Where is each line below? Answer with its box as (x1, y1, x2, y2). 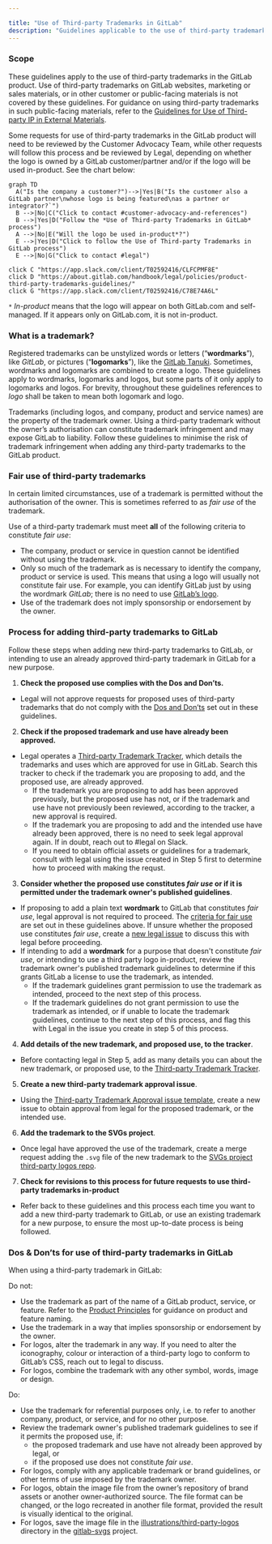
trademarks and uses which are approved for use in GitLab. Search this (19, 759, 257, 769)
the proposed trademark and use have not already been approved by (32, 1439, 263, 1449)
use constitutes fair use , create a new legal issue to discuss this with (19, 929, 249, 939)
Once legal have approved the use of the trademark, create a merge (19, 1144, 247, 1153)
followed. (19, 1226, 51, 1236)
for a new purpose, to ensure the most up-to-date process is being (19, 1217, 244, 1228)
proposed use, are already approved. (19, 776, 144, 786)
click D (8, 272, 35, 280)
